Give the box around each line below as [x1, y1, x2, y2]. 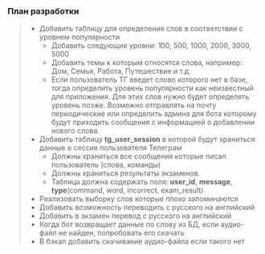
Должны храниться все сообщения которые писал [51, 151, 226, 161]
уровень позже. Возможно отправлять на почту [51, 100, 217, 110]
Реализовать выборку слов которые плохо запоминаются [39, 194, 238, 204]
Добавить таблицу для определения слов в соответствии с [39, 24, 244, 34]
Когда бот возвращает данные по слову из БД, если [39, 220, 219, 229]
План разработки [7, 6, 79, 17]
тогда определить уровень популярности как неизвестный [51, 83, 255, 93]
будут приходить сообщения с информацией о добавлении [51, 118, 255, 127]
